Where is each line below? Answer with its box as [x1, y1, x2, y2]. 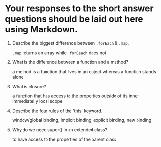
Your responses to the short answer [5, 3, 154, 14]
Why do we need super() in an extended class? [12, 126, 108, 133]
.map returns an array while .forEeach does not [12, 50, 107, 56]
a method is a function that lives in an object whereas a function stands [12, 68, 157, 74]
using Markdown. [5, 24, 78, 35]
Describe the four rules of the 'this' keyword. [12, 108, 103, 114]
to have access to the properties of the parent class [12, 136, 116, 142]
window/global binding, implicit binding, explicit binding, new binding [12, 117, 152, 123]
